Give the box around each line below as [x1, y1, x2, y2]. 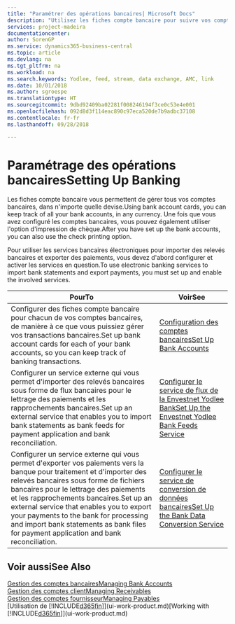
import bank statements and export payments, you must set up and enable [7, 268, 222, 277]
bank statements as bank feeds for [10, 421, 125, 431]
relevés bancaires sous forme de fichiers [10, 476, 145, 485]
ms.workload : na [7, 69, 55, 76]
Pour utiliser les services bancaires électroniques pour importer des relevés [7, 246, 225, 254]
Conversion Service [159, 520, 225, 529]
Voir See [178, 292, 206, 302]
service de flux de [159, 386, 219, 396]
